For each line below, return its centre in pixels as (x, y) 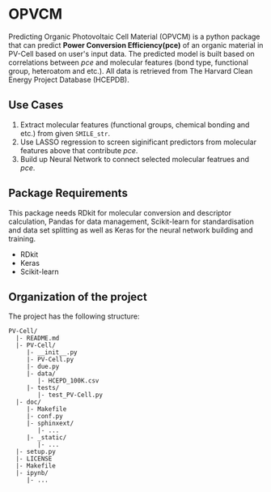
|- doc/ (29, 402)
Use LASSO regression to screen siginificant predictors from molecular (138, 142)
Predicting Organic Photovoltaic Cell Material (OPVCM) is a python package (134, 36)
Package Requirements (68, 193)
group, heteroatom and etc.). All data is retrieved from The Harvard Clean (131, 71)
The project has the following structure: (74, 316)
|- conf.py (44, 417)
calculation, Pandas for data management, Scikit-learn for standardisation (131, 221)
